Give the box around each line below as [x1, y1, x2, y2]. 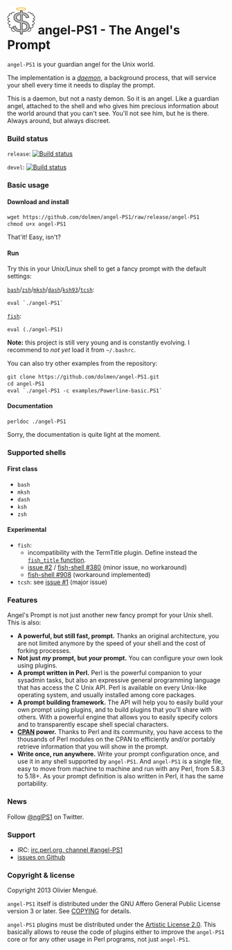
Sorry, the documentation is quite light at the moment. [7, 430, 161, 438]
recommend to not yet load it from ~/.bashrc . [7, 345, 136, 353]
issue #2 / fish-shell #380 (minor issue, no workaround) [27, 563, 187, 572]
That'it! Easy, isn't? [7, 233, 61, 242]
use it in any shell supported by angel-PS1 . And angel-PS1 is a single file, [17, 757, 224, 766]
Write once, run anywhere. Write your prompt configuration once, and [17, 750, 220, 758]
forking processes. [17, 647, 71, 655]
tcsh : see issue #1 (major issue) [17, 578, 107, 586]
